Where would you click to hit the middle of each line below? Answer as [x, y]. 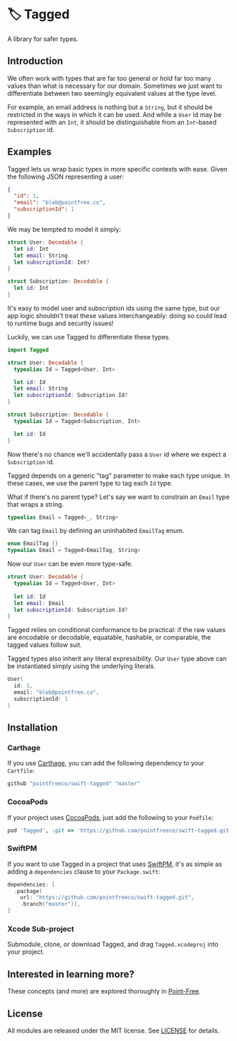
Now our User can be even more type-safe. [70, 564]
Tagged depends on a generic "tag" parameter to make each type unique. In [118, 476]
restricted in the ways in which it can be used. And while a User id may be [114, 114]
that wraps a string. [36, 504]
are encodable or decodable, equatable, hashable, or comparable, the [109, 637]
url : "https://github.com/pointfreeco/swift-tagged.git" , [107, 898]
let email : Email [39, 603]
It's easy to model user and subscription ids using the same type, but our [114, 308]
